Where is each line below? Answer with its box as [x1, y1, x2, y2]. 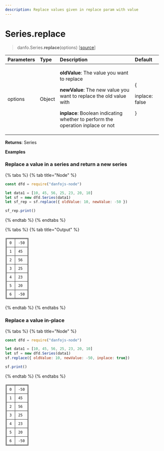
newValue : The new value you [60, 86, 129, 93]
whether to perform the [60, 116, 113, 122]
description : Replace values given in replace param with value [5, 7, 139, 12]
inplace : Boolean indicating [60, 110, 123, 117]
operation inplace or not [60, 122, 115, 129]
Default [135, 56, 153, 63]
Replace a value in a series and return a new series [5, 161, 127, 168]
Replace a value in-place [5, 317, 65, 324]
